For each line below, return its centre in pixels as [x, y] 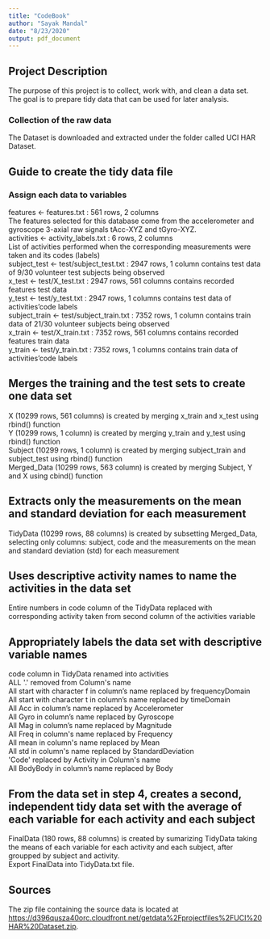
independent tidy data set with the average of [125, 806]
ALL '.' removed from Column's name [70, 683]
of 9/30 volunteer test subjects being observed [87, 272]
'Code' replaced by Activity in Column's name [85, 760]
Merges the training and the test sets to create [127, 383]
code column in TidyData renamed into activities [89, 674]
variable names [48, 654]
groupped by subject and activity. [64, 856]
